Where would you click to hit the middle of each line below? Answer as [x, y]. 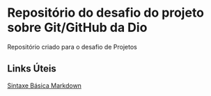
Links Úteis [32, 69]
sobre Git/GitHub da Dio [77, 27]
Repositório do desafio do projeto [105, 13]
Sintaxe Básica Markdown [45, 86]
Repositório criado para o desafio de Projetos [72, 47]
